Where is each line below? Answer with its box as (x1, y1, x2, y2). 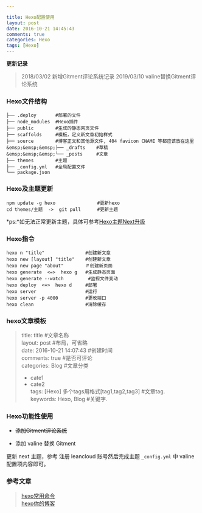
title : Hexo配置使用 (6, 14, 55, 20)
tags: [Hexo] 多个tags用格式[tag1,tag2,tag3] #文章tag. (30, 388, 165, 395)
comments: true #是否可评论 (21, 354, 93, 362)
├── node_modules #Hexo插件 (6, 119, 78, 125)
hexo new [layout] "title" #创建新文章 (6, 256, 111, 262)
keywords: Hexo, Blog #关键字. (30, 396, 108, 403)
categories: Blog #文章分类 (21, 362, 89, 370)
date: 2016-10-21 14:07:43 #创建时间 (21, 347, 113, 354)
